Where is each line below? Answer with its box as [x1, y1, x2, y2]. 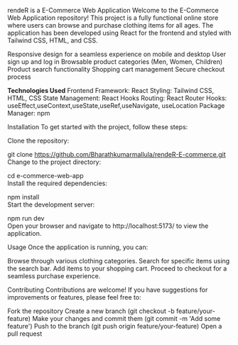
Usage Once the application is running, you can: [7, 243, 148, 251]
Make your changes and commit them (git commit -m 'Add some [31, 314, 221, 322]
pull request [7, 329, 43, 338]
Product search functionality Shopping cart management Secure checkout [7, 65, 225, 73]
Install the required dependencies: [7, 179, 108, 187]
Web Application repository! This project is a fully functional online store [7, 13, 219, 22]
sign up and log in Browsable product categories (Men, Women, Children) [7, 57, 223, 66]
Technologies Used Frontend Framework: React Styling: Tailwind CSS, [7, 87, 215, 94]
